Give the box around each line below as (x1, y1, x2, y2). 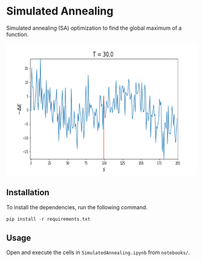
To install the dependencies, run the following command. (6, 203, 148, 210)
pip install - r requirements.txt (6, 216, 91, 222)
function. (6, 30, 29, 38)
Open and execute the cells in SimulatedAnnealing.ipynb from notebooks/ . (6, 249, 191, 256)
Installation (6, 187, 50, 198)
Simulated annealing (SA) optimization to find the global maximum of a (6, 24, 182, 32)
